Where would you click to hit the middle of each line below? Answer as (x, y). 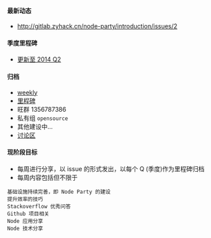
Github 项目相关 (28, 214)
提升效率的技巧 (25, 199)
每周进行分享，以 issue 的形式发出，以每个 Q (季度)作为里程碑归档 (111, 168)
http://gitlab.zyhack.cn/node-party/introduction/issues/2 (97, 26)
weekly (27, 92)
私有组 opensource (43, 118)
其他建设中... (35, 126)
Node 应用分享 (25, 221)
